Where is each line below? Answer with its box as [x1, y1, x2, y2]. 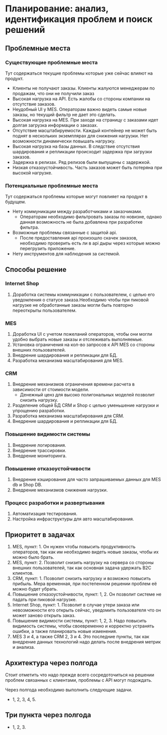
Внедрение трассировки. [12, 447, 66, 453]
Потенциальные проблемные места [5, 182, 98, 189]
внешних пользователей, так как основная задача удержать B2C [12, 565, 152, 571]
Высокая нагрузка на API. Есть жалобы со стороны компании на [12, 96, 151, 102]
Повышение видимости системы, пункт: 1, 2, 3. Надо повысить [12, 618, 147, 624]
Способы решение [5, 265, 67, 274]
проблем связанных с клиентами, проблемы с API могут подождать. [5, 677, 153, 683]
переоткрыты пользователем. [12, 307, 77, 313]
